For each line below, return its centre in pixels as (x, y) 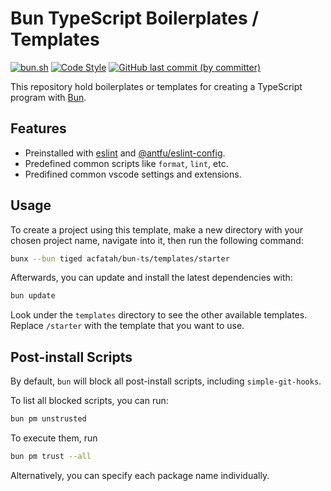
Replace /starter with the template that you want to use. (127, 326)
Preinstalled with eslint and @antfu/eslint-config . (125, 153)
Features (38, 128)
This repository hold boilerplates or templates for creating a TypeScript (156, 86)
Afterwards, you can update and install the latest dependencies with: (151, 278)
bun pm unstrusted (48, 419)
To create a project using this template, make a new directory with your (157, 229)
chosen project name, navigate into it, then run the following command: (157, 240)
